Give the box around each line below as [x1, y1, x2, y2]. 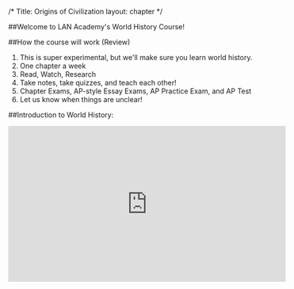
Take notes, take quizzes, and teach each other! [19, 78, 177, 87]
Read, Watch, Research [19, 70, 97, 78]
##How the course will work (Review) [8, 37, 131, 47]
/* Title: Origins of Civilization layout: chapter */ [8, 7, 163, 16]
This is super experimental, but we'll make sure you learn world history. [19, 53, 253, 62]
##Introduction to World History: [8, 110, 114, 120]
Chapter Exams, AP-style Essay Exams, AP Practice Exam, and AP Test [19, 86, 252, 96]
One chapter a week [19, 61, 86, 70]
